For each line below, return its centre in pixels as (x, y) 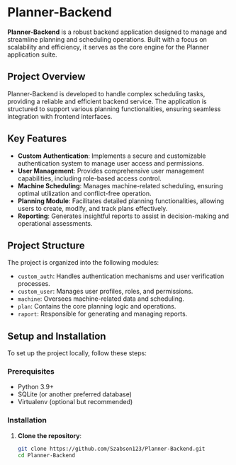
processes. (34, 284)
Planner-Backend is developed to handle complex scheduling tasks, (106, 93)
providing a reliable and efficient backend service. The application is (107, 101)
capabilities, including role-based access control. (89, 178)
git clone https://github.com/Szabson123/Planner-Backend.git (111, 449)
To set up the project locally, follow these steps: (77, 353)
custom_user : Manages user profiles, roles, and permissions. (105, 292)
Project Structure (46, 245)
